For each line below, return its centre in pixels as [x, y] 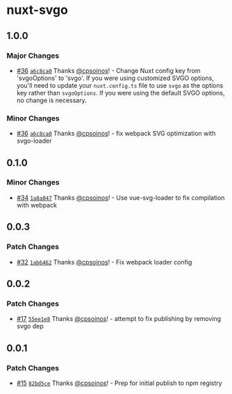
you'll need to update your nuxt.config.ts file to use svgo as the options [120, 85]
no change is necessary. [52, 100]
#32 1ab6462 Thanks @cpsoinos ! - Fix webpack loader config [104, 262]
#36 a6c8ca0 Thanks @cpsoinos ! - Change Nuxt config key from [108, 70]
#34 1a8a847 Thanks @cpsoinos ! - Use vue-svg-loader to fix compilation [121, 198]
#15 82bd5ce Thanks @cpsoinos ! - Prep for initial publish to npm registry [119, 383]
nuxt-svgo [38, 10]
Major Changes [33, 56]
